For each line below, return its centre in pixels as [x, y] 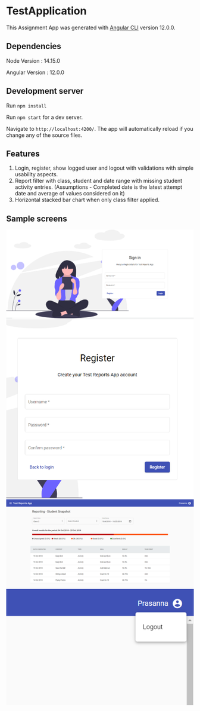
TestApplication [46, 11]
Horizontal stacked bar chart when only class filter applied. [87, 200]
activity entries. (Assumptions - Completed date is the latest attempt [99, 187]
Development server [45, 91]
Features [23, 154]
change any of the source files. [44, 135]
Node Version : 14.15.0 [33, 60]
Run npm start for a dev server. [45, 117]
